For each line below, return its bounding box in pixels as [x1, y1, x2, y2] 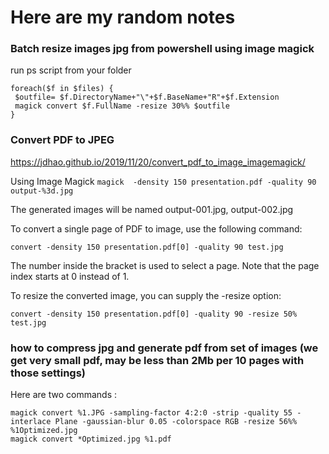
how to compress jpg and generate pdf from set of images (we [10, 341, 319, 355]
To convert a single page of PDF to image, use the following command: [10, 222, 303, 235]
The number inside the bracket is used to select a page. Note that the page [10, 259, 320, 271]
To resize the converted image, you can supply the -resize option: [10, 289, 282, 301]
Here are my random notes [10, 6, 236, 29]
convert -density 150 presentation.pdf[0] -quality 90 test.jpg [10, 242, 284, 252]
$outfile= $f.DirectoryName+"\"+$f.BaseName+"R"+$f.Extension [14, 92, 280, 103]
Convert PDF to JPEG [10, 133, 115, 147]
